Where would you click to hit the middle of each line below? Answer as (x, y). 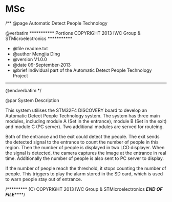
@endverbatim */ (24, 90)
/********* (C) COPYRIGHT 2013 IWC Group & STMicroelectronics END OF (84, 189)
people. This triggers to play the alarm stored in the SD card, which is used (84, 174)
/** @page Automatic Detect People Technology (56, 23)
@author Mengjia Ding (36, 54)
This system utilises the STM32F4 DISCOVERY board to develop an (76, 110)
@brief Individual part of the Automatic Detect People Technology (82, 70)
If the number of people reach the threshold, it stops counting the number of (86, 168)
